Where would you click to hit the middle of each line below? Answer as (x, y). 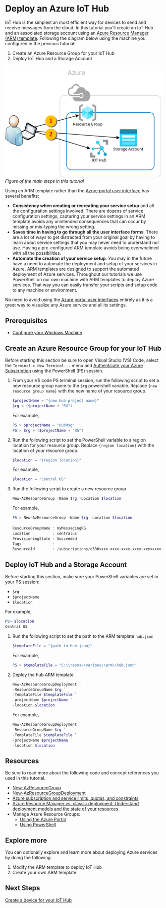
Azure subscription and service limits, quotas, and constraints (75, 798)
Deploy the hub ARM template (43, 675)
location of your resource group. (45, 451)
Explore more (26, 840)
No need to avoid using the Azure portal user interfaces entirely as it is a (79, 300)
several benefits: (22, 196)
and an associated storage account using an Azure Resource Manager (77, 33)
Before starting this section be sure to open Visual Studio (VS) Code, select (82, 360)
